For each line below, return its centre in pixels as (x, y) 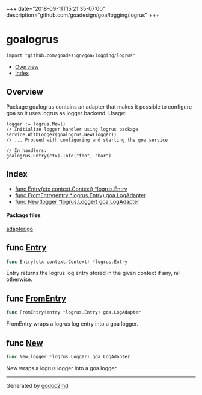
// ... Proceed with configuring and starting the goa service (87, 140)
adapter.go (20, 229)
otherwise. (20, 279)
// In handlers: (26, 150)
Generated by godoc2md (37, 385)
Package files (23, 215)
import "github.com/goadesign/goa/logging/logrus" (71, 55)
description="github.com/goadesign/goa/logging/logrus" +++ (83, 15)
